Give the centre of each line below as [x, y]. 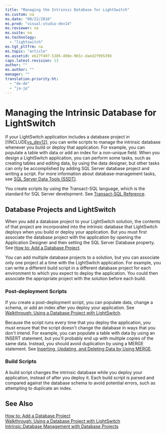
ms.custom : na [20, 14]
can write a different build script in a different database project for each [78, 268]
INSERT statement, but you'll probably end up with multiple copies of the [79, 338]
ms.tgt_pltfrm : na [24, 47]
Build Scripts [21, 362]
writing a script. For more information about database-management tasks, [81, 174]
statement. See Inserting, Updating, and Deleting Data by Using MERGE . [79, 349]
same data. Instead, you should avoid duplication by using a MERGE [74, 343]
